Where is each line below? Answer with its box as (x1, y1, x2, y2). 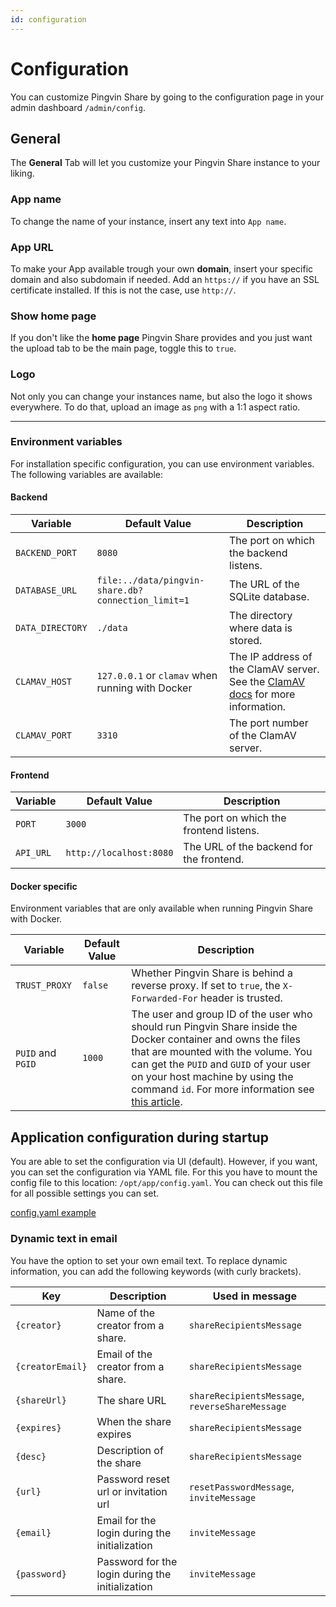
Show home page (10, 309, 97, 323)
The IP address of (229, 650, 313, 664)
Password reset (96, 1472, 171, 1486)
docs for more (229, 687, 296, 701)
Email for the (96, 1513, 157, 1527)
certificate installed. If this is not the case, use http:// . (10, 284, 237, 296)
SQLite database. (229, 590, 310, 604)
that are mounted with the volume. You (131, 1045, 313, 1059)
